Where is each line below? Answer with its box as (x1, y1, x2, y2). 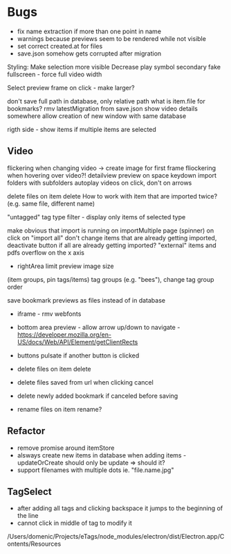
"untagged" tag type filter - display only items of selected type (7, 212, 186, 221)
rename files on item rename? (17, 405, 102, 413)
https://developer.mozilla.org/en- (17, 330, 112, 339)
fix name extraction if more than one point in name (17, 27, 161, 35)
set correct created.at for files (17, 42, 103, 50)
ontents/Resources (7, 539, 62, 548)
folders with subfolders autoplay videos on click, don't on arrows (7, 178, 192, 187)
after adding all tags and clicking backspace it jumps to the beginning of (17, 504, 223, 512)
